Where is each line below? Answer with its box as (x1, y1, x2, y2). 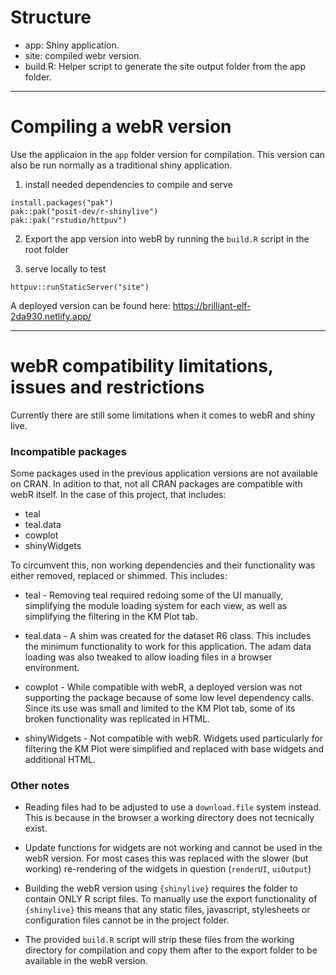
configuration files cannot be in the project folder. (24, 914, 230, 926)
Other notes (10, 779, 70, 793)
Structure (10, 6, 92, 29)
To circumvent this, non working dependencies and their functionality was (10, 559, 316, 571)
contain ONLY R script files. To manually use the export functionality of (24, 893, 318, 905)
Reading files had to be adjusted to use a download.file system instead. (24, 801, 322, 813)
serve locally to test (24, 262, 107, 275)
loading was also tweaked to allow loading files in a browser (24, 651, 273, 663)
